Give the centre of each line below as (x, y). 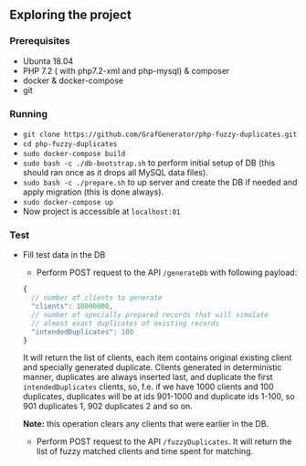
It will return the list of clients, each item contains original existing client (157, 358)
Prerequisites (40, 41)
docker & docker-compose (73, 80)
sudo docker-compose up (68, 202)
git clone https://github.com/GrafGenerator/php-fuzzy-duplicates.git (160, 134)
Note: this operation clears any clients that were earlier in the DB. (146, 424)
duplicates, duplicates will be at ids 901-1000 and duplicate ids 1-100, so (158, 397)
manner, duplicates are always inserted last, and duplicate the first (148, 377)
